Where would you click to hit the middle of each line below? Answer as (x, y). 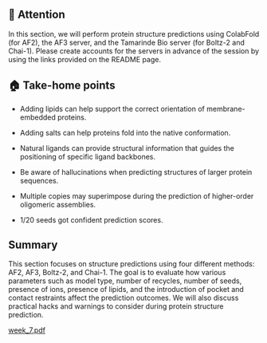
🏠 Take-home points (62, 86)
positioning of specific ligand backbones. (87, 156)
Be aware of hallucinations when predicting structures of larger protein (136, 171)
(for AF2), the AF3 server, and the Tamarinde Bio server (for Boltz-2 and (126, 42)
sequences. (39, 180)
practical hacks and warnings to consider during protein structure (116, 306)
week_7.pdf (27, 330)
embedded (37, 117)
